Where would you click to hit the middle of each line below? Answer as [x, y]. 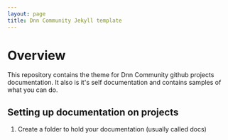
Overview [37, 56]
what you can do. [33, 90]
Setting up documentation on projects [93, 112]
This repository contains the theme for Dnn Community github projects [111, 75]
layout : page [27, 14]
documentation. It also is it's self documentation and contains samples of [114, 83]
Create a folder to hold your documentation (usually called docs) [112, 129]
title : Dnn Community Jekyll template [65, 21]
